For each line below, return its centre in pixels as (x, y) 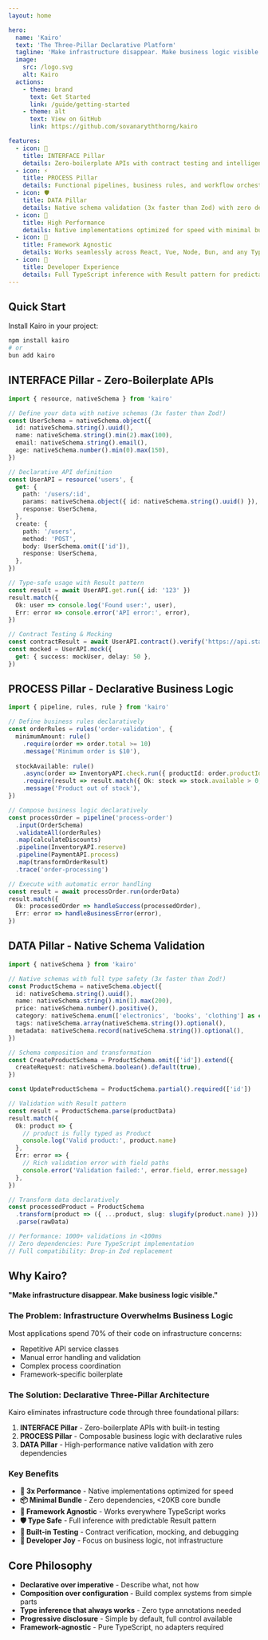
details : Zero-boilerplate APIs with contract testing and (123, 163)
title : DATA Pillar (55, 200)
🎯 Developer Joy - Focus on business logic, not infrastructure (121, 1540)
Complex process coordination (70, 1365)
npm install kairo (39, 341)
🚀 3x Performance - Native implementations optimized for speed (126, 1491)
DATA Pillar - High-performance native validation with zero (116, 1444)
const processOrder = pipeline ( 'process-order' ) (91, 818)
